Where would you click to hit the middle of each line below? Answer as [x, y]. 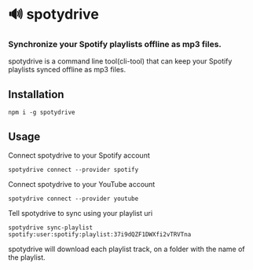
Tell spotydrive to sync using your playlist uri [81, 213]
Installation [36, 94]
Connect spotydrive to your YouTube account [82, 184]
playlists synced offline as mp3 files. [67, 70]
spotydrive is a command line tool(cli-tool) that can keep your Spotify [120, 61]
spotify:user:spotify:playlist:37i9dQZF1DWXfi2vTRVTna [100, 235]
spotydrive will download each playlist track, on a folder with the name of [126, 249]
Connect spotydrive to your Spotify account [79, 155]
